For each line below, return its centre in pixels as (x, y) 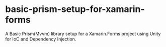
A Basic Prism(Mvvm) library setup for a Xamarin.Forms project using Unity (83, 33)
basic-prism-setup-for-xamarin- (75, 9)
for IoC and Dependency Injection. (41, 39)
